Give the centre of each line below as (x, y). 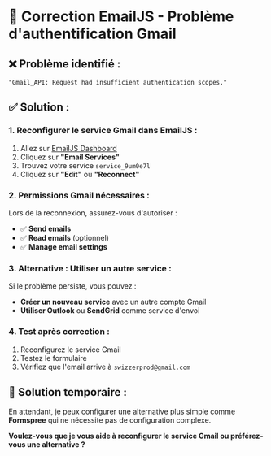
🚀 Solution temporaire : (68, 392)
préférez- (247, 436)
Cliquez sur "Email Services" (70, 157)
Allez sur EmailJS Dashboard (69, 148)
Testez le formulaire (53, 358)
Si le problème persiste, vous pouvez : (72, 286)
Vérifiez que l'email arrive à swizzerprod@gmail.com (105, 367)
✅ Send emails (46, 228)
